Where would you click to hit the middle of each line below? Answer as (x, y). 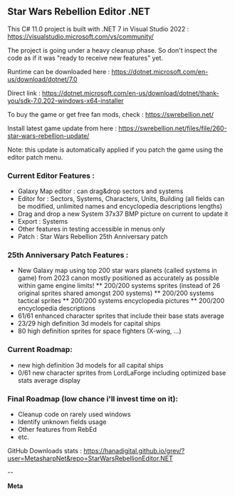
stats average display (49, 380)
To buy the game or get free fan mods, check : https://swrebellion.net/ (110, 114)
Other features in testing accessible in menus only (91, 229)
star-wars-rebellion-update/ (48, 135)
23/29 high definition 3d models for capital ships (89, 324)
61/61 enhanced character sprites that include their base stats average (121, 316)
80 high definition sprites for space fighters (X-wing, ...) (99, 331)
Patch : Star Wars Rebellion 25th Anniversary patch (93, 237)
